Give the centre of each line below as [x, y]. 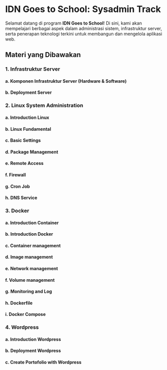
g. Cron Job [18, 186]
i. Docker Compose [26, 314]
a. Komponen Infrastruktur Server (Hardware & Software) [66, 81]
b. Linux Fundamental [28, 129]
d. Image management [29, 257]
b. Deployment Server [29, 92]
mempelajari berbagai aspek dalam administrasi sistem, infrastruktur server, [83, 28]
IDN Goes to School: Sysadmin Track [83, 9]
